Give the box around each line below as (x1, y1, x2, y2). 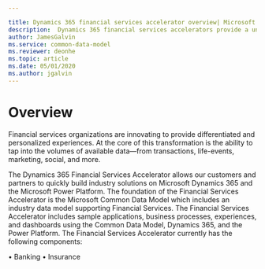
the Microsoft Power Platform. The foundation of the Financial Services (8, 186, 239, 196)
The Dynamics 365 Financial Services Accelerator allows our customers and (8, 170, 256, 179)
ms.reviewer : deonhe (8, 48, 77, 56)
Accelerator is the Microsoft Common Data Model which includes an (8, 194, 230, 205)
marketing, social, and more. (8, 154, 101, 164)
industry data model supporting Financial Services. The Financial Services (8, 203, 250, 212)
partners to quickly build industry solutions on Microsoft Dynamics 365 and (8, 178, 253, 187)
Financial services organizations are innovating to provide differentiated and (8, 129, 256, 138)
